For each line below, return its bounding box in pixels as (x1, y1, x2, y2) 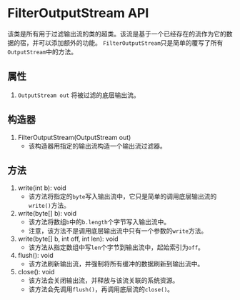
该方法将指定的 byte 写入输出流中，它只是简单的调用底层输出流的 (28, 192, 217, 201)
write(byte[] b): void (17, 209, 77, 218)
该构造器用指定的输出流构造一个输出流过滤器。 (28, 141, 166, 150)
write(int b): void (17, 184, 66, 192)
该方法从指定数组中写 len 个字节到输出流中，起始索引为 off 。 (28, 243, 205, 251)
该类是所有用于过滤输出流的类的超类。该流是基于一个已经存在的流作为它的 (7, 29, 226, 38)
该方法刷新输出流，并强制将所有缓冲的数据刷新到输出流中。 (28, 259, 204, 269)
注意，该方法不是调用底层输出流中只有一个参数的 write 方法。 (28, 226, 208, 235)
